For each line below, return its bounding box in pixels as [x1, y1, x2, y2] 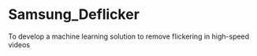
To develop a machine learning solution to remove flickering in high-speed [8, 32, 250, 41]
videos [8, 39, 30, 49]
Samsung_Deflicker [8, 6, 140, 24]
